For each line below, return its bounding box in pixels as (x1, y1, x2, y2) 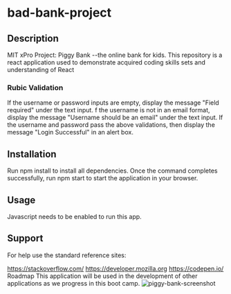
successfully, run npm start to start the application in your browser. (7, 174, 198, 182)
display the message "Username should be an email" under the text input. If (7, 113, 223, 122)
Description (7, 33, 59, 44)
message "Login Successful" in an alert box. (7, 128, 133, 137)
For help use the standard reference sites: (7, 251, 127, 259)
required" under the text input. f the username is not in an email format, (7, 106, 210, 114)
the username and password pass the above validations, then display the (7, 121, 216, 129)
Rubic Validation (7, 83, 64, 92)
